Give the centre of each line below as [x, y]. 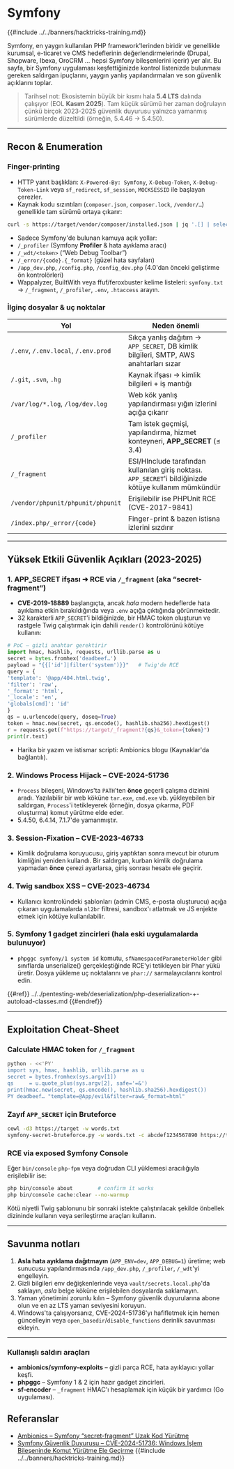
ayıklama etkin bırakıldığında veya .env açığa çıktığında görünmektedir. [119, 611]
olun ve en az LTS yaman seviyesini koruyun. [81, 1305]
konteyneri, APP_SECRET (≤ [174, 441]
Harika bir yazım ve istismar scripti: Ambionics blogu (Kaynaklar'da [113, 749]
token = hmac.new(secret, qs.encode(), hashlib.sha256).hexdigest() [109, 723]
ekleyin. [29, 1327]
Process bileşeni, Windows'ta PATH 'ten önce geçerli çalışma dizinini [113, 790]
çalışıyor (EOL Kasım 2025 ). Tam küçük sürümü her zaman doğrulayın [125, 103]
